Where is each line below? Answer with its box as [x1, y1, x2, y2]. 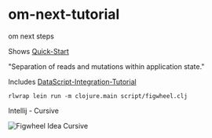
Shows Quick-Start [8, 46, 69, 56]
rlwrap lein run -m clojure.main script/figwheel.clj [8, 92, 188, 100]
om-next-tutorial [8, 5, 120, 24]
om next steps [8, 31, 55, 41]
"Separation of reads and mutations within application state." [8, 61, 205, 71]
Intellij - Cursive [8, 106, 59, 115]
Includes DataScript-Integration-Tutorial [8, 77, 137, 86]
